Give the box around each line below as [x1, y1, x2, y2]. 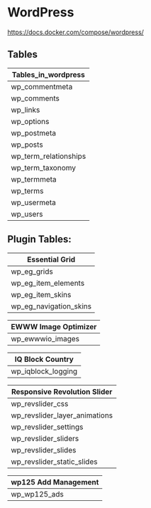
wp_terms [11, 186, 44, 196]
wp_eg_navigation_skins [11, 301, 92, 311]
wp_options [11, 116, 50, 126]
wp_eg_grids [11, 266, 53, 276]
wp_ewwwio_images [11, 333, 80, 343]
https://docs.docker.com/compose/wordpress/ [7, 28, 144, 36]
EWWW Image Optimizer [11, 321, 97, 331]
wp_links [11, 105, 40, 115]
